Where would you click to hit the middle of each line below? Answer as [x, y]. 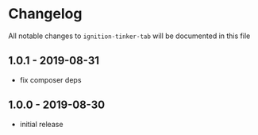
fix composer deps [50, 79]
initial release [41, 124]
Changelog [45, 14]
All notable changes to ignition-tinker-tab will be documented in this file [129, 36]
